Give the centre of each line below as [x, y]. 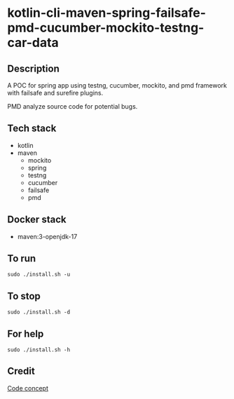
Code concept [28, 388]
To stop [24, 296]
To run [22, 258]
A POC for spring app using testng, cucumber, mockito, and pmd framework [117, 85]
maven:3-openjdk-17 [47, 236]
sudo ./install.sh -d [39, 312]
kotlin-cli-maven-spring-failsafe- [107, 13]
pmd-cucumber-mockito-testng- [106, 28]
